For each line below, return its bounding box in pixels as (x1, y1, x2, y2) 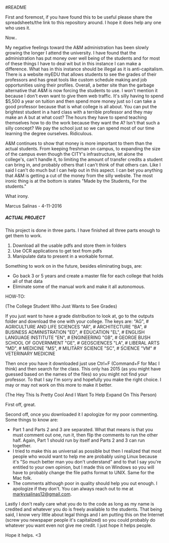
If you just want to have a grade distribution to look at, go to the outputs (5, 313, 154, 319)
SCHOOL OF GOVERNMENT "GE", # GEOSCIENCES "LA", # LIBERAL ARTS (5, 340, 160, 346)
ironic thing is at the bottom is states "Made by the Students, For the (5, 178, 147, 184)
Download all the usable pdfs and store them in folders (12, 242, 127, 248)
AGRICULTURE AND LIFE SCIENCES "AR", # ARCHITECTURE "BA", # (5, 323, 147, 329)
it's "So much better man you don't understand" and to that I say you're (12, 458, 161, 465)
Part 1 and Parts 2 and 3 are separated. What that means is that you (12, 426, 153, 432)
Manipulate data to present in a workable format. (12, 253, 114, 259)
